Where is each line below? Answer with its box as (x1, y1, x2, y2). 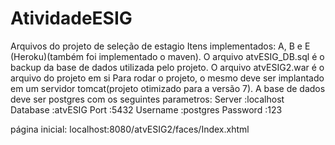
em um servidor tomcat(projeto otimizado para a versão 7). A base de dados (10, 82, 326, 94)
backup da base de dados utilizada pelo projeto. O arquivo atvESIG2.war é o (10, 61, 325, 73)
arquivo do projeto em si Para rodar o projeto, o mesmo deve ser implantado (10, 72, 325, 84)
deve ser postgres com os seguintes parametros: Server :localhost (10, 93, 285, 105)
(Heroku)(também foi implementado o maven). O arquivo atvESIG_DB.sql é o (10, 50, 325, 62)
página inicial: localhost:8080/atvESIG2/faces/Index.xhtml (10, 123, 250, 135)
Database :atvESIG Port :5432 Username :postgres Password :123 (10, 103, 283, 116)
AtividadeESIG (10, 7, 133, 30)
